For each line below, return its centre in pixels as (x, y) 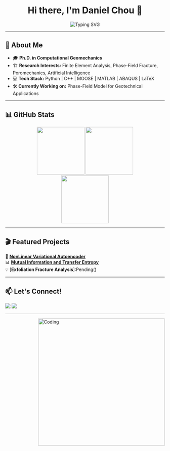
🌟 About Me (24, 45)
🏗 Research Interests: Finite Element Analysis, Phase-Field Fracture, (85, 65)
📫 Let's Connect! (33, 291)
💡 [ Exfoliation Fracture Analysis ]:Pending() (51, 269)
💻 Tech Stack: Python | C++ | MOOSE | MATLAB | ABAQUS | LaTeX (83, 78)
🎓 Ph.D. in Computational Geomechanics (57, 57)
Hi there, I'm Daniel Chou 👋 (85, 10)
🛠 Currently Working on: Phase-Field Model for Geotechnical (77, 86)
